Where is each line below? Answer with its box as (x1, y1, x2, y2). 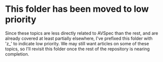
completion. (5, 51, 30, 57)
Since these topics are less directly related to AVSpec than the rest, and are (5, 30, 159, 36)
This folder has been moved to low (5, 3, 149, 15)
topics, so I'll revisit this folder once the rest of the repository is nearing (5, 46, 150, 52)
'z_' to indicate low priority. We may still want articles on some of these (5, 40, 149, 46)
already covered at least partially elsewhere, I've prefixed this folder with (5, 35, 153, 41)
